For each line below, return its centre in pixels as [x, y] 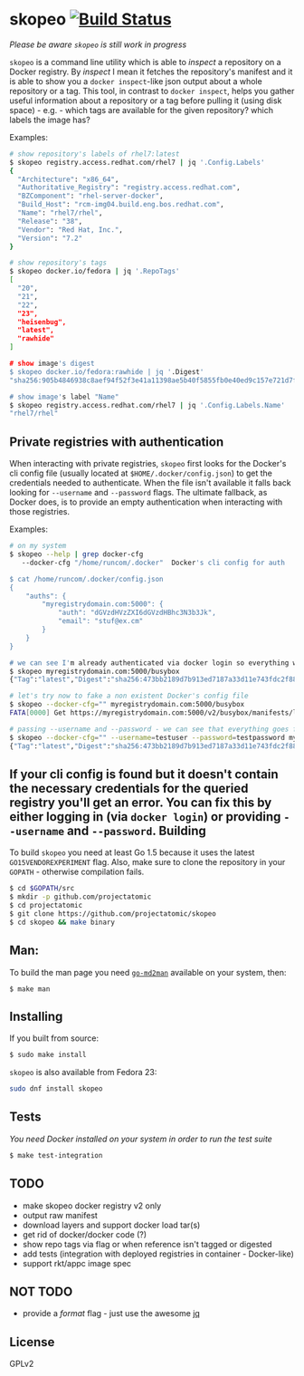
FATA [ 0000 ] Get [38, 713]
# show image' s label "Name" [64, 397]
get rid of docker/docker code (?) [85, 1234]
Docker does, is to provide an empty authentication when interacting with [146, 502]
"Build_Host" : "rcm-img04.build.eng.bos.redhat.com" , [121, 205]
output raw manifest [60, 1215]
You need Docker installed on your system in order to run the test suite [141, 1139]
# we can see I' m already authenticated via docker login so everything [149, 663]
